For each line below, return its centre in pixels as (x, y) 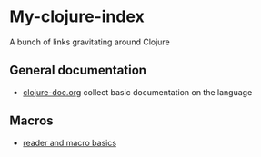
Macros (31, 121)
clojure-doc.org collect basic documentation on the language (137, 92)
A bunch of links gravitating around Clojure (90, 42)
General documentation (78, 70)
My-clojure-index (77, 17)
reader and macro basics (69, 142)
